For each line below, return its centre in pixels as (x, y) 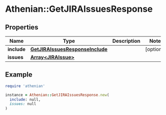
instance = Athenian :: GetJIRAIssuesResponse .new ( (57, 95)
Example (19, 75)
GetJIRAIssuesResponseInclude (69, 49)
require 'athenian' (25, 86)
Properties (22, 27)
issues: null (23, 104)
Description (126, 41)
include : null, (25, 99)
